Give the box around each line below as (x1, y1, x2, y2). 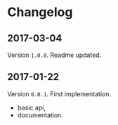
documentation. (17, 110, 63, 119)
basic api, (17, 103, 46, 112)
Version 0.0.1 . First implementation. (7, 89, 112, 98)
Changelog (7, 4, 73, 20)
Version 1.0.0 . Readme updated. (7, 51, 102, 59)
